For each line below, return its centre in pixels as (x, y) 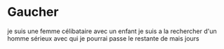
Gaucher (33, 12)
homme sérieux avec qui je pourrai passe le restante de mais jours (103, 38)
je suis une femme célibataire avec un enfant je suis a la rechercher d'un (112, 31)
